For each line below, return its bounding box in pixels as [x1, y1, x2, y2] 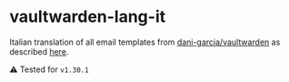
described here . [9, 46, 69, 56]
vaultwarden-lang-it [9, 6, 166, 27]
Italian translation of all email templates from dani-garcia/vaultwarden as [9, 36, 281, 47]
